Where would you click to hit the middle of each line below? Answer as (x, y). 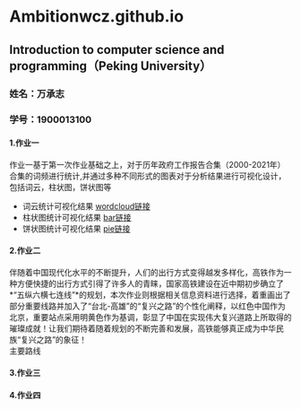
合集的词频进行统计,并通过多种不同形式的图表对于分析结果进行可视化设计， (148, 176)
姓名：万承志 (37, 93)
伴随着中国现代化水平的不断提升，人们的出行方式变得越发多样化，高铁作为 (146, 272)
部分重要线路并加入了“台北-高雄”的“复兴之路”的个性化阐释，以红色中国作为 (148, 306)
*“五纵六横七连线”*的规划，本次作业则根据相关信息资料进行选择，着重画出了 (150, 294)
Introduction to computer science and (117, 50)
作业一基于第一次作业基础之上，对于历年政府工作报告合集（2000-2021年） (147, 164)
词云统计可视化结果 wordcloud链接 (86, 206)
